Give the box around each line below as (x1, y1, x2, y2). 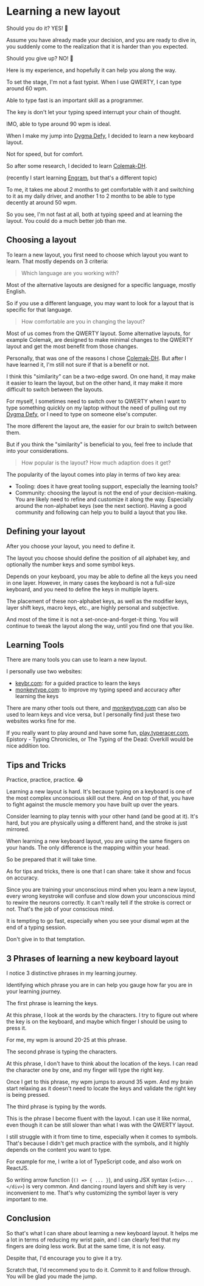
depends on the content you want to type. (6, 1146, 111, 1153)
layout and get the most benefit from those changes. (6, 342, 138, 350)
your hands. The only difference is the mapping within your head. (6, 844, 171, 851)
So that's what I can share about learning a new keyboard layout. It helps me (6, 1229, 199, 1237)
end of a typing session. (6, 923, 67, 931)
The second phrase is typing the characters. (6, 1048, 118, 1055)
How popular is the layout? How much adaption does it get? (21, 459, 171, 466)
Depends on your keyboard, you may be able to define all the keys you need (6, 573, 198, 580)
